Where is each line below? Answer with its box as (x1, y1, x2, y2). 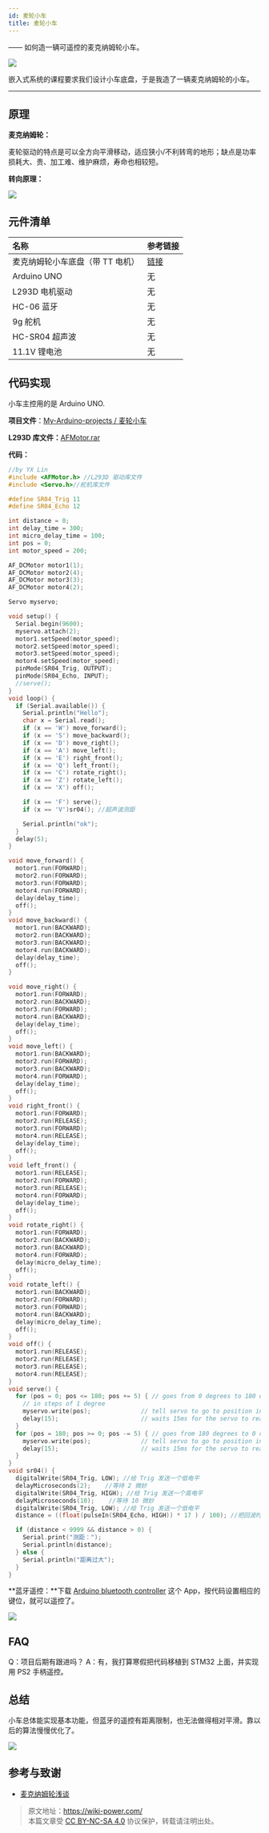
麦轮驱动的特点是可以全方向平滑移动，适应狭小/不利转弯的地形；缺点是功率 (8, 147, 257, 157)
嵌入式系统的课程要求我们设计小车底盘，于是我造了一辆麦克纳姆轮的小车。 (8, 74, 254, 84)
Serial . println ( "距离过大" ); (22, 1555, 115, 1564)
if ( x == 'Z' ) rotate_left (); (22, 776, 124, 785)
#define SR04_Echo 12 (8, 502, 81, 511)
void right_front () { (8, 1102, 81, 1110)
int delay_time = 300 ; (8, 525, 84, 533)
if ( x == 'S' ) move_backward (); (22, 732, 130, 740)
